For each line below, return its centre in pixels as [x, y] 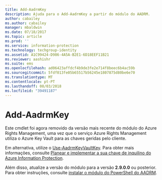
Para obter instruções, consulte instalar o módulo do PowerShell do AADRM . [81, 173]
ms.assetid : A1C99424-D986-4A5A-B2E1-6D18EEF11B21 [57, 55]
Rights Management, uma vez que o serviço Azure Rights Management [76, 133]
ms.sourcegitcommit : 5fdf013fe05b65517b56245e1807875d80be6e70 [70, 73]
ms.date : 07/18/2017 [26, 32]
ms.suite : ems [19, 64]
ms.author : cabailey [26, 23]
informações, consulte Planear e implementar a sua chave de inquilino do [78, 153]
